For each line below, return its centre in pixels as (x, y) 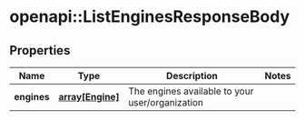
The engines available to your (191, 91)
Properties (40, 50)
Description (192, 76)
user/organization (166, 102)
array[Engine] (89, 97)
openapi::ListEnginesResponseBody (150, 17)
